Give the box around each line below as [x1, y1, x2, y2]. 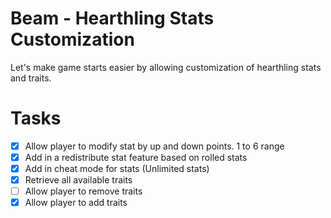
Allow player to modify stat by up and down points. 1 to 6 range [24, 140, 285, 152]
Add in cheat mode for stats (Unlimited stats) [24, 163, 210, 174]
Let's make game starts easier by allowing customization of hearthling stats [10, 61, 322, 73]
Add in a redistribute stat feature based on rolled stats [24, 151, 248, 163]
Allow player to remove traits [24, 185, 143, 197]
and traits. [10, 72, 52, 84]
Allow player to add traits [24, 197, 128, 209]
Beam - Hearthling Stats [10, 7, 215, 30]
